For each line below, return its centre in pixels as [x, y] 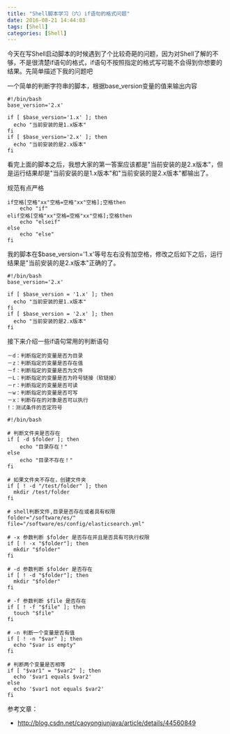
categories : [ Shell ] [37, 33]
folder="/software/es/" [42, 518]
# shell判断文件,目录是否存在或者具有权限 [61, 512]
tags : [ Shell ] [28, 26]
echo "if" [34, 209]
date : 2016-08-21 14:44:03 [46, 20]
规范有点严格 [25, 188]
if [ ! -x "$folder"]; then [48, 544]
